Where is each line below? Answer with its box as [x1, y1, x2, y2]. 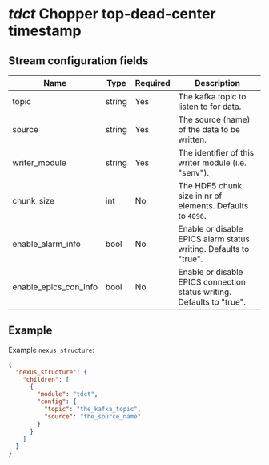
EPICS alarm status [178, 233, 251, 245]
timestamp [8, 22, 82, 40]
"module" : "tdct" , [37, 390, 98, 398]
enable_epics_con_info [12, 281, 98, 293]
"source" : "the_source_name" [43, 412, 142, 421]
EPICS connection [178, 277, 246, 287]
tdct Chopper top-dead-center [8, 5, 216, 23]
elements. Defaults [178, 200, 249, 211]
